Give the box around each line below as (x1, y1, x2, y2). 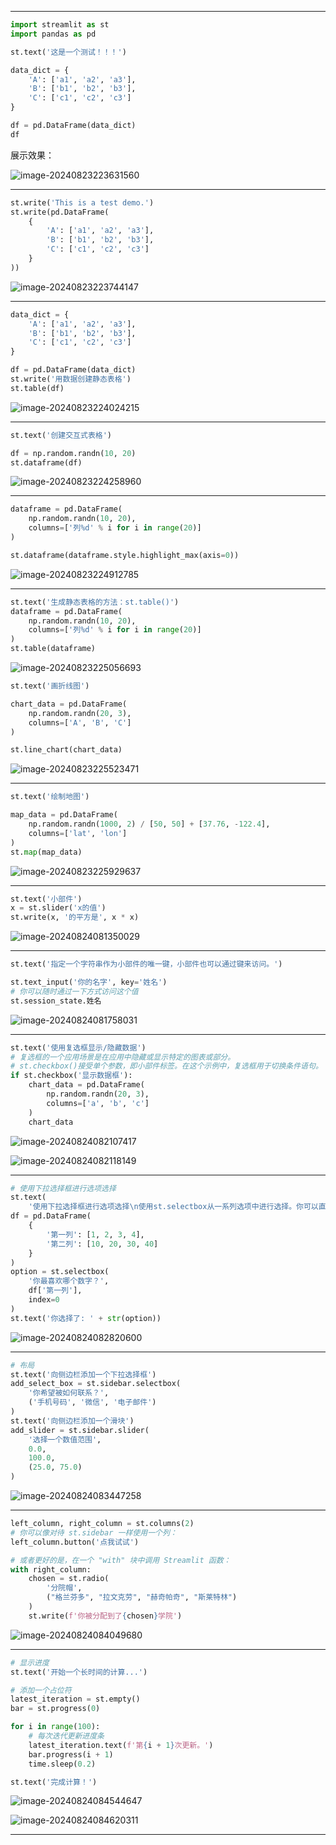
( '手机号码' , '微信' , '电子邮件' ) (28, 1397, 157, 1408)
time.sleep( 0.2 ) (28, 1759, 97, 1769)
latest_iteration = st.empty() (10, 1694, 141, 1705)
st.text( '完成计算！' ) (10, 1777, 98, 1787)
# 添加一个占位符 (10, 1685, 72, 1695)
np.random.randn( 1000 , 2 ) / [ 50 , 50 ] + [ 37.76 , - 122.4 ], (28, 819, 271, 829)
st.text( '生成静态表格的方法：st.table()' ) (10, 597, 180, 607)
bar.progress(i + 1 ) (28, 1749, 114, 1760)
